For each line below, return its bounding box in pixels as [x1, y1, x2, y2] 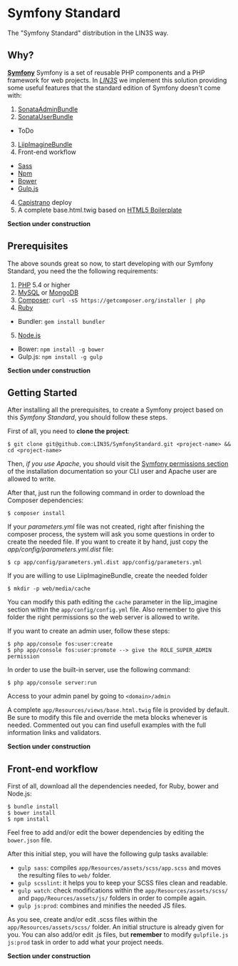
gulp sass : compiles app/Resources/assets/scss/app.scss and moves [17, 863, 222, 872]
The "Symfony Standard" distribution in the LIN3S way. [7, 29, 169, 37]
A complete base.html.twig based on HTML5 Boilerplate [17, 205, 182, 214]
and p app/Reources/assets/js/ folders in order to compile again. [17, 894, 207, 903]
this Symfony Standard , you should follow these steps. [7, 413, 168, 422]
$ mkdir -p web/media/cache [7, 585, 91, 593]
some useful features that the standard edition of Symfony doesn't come [7, 83, 221, 92]
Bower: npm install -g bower [17, 345, 105, 353]
